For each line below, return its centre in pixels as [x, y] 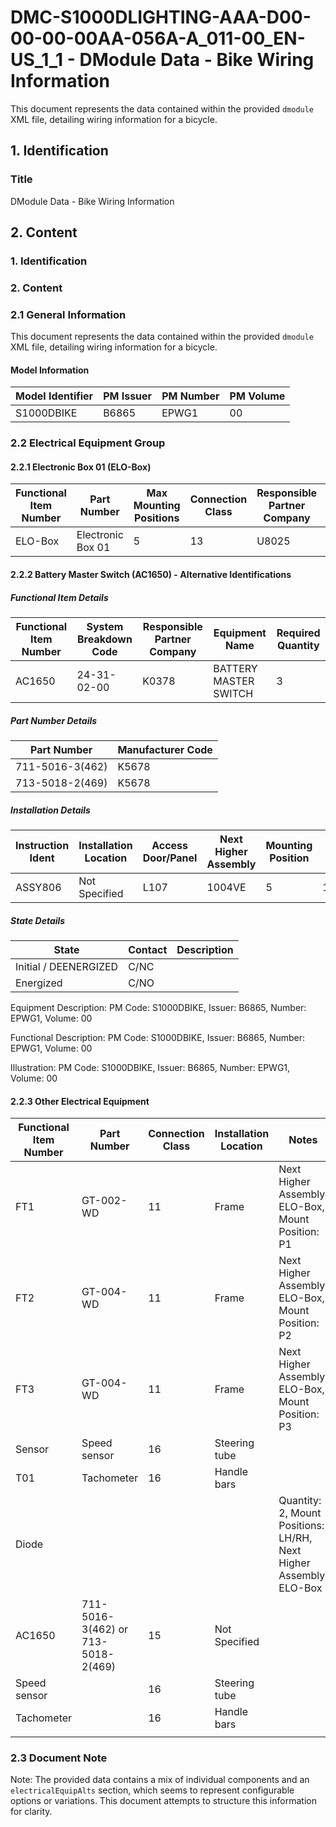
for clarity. [31, 1812]
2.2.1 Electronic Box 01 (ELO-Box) [81, 467]
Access [169, 845]
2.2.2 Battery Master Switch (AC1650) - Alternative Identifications [151, 575]
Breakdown [105, 639]
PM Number [190, 396]
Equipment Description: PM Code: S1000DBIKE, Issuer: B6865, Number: [158, 1007]
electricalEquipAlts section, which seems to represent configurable [152, 1790]
